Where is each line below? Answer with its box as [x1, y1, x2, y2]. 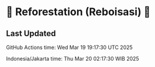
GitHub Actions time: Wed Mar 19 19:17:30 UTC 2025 [6, 44, 133, 51]
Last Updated [6, 29, 56, 38]
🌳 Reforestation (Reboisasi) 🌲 [6, 5, 151, 19]
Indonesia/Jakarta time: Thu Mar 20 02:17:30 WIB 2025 [6, 55, 139, 62]
